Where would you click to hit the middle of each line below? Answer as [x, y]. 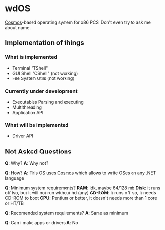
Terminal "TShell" [30, 68]
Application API [28, 112]
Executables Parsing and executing [48, 102]
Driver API [23, 136]
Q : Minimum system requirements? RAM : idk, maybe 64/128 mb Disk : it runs [83, 188]
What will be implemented [37, 125]
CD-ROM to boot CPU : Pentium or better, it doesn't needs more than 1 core [81, 198]
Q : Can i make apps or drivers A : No [42, 223]
